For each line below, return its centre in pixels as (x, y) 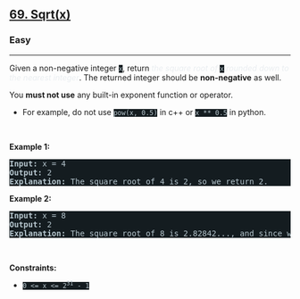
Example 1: (30, 146)
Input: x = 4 (38, 163)
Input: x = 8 (38, 215)
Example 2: (30, 198)
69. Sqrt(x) (40, 15)
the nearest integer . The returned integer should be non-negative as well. (146, 77)
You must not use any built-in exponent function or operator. (121, 95)
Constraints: (33, 268)
